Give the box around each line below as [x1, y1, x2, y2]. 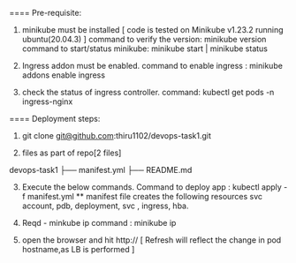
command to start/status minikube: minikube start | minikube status [21, 43, 268, 54]
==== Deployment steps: [9, 114, 101, 124]
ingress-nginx [21, 96, 73, 107]
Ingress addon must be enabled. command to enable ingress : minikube [21, 61, 283, 71]
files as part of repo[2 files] [21, 147, 122, 158]
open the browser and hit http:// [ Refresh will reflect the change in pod [21, 235, 282, 245]
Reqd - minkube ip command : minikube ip [21, 218, 177, 228]
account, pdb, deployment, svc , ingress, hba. [21, 200, 189, 211]
